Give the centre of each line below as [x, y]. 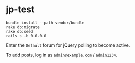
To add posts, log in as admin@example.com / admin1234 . [61, 55]
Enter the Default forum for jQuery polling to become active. [68, 45]
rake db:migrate [23, 27]
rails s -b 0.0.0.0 [26, 36]
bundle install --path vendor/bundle [45, 23]
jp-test [20, 9]
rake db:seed [19, 31]
